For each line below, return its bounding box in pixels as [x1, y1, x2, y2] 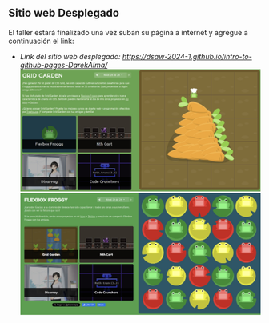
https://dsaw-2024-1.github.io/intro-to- [122, 51, 252, 61]
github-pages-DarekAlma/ [19, 60, 108, 70]
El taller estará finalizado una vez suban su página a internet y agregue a [8, 27, 248, 37]
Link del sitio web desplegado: [19, 51, 122, 61]
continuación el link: [8, 36, 74, 46]
